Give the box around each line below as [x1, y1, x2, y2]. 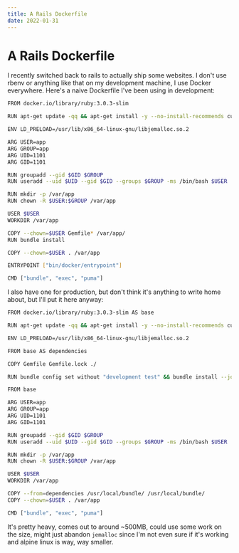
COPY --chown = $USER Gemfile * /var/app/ [7, 229, 126, 237]
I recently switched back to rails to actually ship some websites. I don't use [7, 71, 227, 80]
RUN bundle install [7, 236, 65, 243]
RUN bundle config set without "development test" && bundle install [7, 373, 218, 381]
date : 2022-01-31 [7, 17, 59, 24]
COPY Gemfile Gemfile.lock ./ [7, 360, 97, 367]
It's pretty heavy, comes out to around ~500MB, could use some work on [7, 522, 222, 531]
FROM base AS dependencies [7, 347, 87, 354]
